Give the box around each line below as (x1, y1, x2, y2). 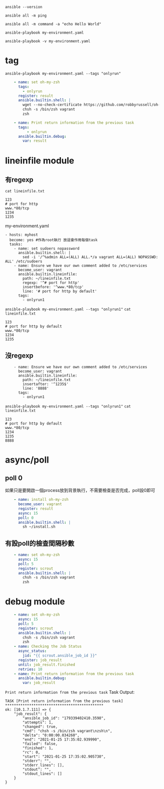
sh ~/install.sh (22, 524, 56, 530)
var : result (22, 138, 47, 144)
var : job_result (22, 681, 56, 685)
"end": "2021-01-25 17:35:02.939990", (22, 737, 102, 742)
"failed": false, (22, 742, 58, 746)
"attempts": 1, (22, 720, 54, 725)
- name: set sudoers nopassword (14, 246, 80, 251)
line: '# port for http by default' (22, 289, 97, 294)
